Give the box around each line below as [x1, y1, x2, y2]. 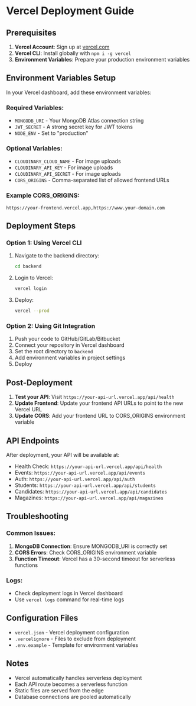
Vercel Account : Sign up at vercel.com [14, 43, 110, 50]
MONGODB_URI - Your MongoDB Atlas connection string [14, 117, 144, 124]
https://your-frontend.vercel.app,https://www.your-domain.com [6, 205, 165, 211]
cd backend [14, 263, 42, 270]
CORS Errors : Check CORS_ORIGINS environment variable [14, 549, 157, 556]
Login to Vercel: [14, 274, 53, 282]
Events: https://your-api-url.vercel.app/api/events [14, 469, 146, 476]
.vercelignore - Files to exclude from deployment [14, 635, 136, 642]
